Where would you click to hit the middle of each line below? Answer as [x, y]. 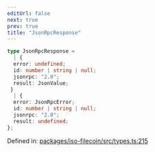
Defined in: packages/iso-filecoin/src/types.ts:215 [78, 140]
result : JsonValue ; [41, 83]
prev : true [23, 26]
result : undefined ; [41, 121]
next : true [23, 20]
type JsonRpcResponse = [41, 51]
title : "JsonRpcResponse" [44, 33]
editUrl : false [29, 13]
